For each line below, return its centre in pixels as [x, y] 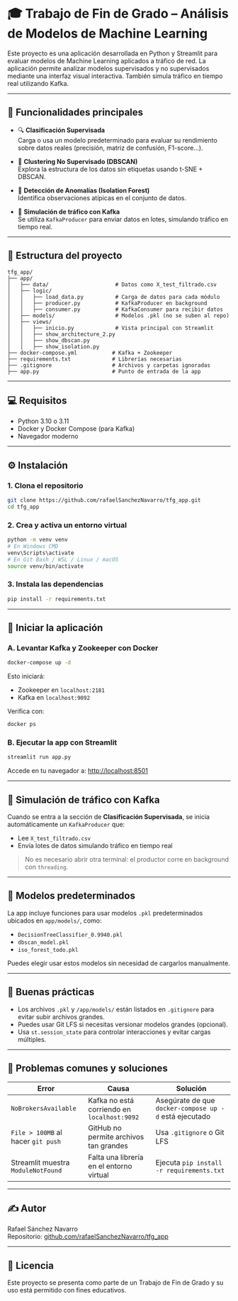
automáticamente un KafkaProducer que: [66, 825]
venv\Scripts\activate [41, 553]
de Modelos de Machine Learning [107, 34]
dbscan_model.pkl [43, 942]
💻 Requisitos [37, 401]
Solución [191, 1088]
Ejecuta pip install [189, 1163]
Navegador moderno [48, 437]
